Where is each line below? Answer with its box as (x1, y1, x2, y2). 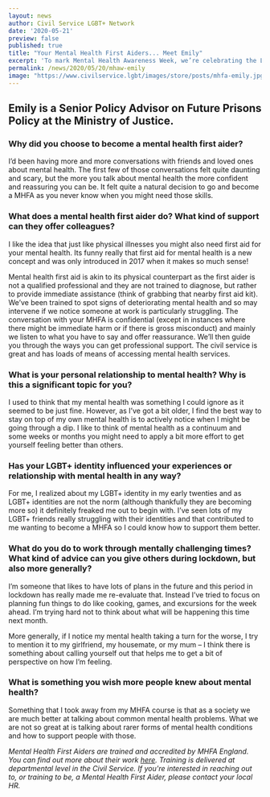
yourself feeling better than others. (8, 440, 124, 449)
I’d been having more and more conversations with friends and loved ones (8, 156, 254, 166)
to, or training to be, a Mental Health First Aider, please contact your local (8, 772, 253, 782)
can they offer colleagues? (8, 221, 115, 232)
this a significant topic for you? (8, 379, 133, 390)
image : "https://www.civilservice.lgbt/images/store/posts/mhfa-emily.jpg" (8, 72, 268, 80)
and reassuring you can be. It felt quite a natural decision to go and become (8, 182, 260, 192)
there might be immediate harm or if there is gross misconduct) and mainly (8, 323, 256, 332)
